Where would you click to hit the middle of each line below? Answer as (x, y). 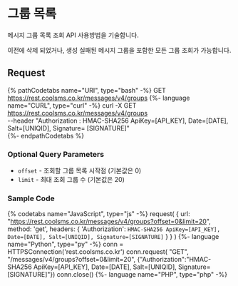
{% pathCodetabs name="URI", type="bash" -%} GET (87, 90)
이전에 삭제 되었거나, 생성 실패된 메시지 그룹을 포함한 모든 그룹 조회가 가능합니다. (119, 50)
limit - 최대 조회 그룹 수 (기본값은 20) (71, 180)
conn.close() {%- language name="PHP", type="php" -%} (142, 275)
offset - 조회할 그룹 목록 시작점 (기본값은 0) (79, 170)
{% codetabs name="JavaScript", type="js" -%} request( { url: (99, 214)
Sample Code (31, 198)
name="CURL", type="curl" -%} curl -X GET (72, 105)
